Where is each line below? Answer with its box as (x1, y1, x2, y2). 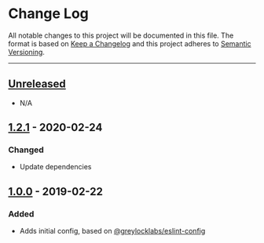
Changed (8, 144, 45, 155)
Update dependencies (19, 162, 92, 172)
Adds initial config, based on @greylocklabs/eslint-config (19, 227, 206, 236)
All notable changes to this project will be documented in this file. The (8, 31, 234, 40)
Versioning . (8, 47, 46, 56)
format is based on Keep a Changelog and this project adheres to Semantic (8, 38, 251, 48)
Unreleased (8, 78, 67, 91)
